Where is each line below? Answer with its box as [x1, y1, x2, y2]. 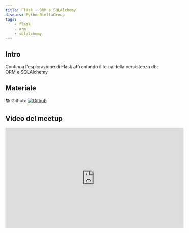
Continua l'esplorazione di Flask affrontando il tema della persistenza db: [5, 63, 158, 69]
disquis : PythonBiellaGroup [5, 12, 65, 17]
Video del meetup [5, 114, 63, 123]
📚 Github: [5, 97, 27, 103]
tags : [5, 17, 17, 22]
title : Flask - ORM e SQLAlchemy [5, 7, 76, 13]
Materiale [5, 84, 37, 92]
